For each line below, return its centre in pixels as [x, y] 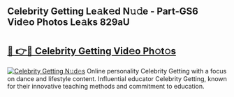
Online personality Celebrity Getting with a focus [157, 71]
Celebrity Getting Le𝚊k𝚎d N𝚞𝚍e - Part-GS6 [103, 11]
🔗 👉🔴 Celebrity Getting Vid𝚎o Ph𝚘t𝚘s [92, 51]
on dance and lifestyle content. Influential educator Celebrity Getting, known [117, 79]
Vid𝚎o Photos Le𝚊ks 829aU [69, 23]
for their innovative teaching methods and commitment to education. [106, 86]
